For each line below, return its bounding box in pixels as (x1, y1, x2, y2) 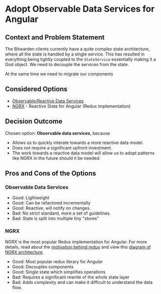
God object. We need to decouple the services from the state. (5, 62, 129, 67)
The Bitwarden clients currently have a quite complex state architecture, (5, 46, 150, 52)
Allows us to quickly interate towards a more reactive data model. (12, 140, 144, 146)
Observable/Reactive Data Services (12, 98, 84, 104)
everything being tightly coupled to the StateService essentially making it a (5, 56, 156, 62)
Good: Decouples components (12, 264, 74, 270)
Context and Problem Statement (5, 33, 105, 41)
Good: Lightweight (12, 195, 50, 201)
